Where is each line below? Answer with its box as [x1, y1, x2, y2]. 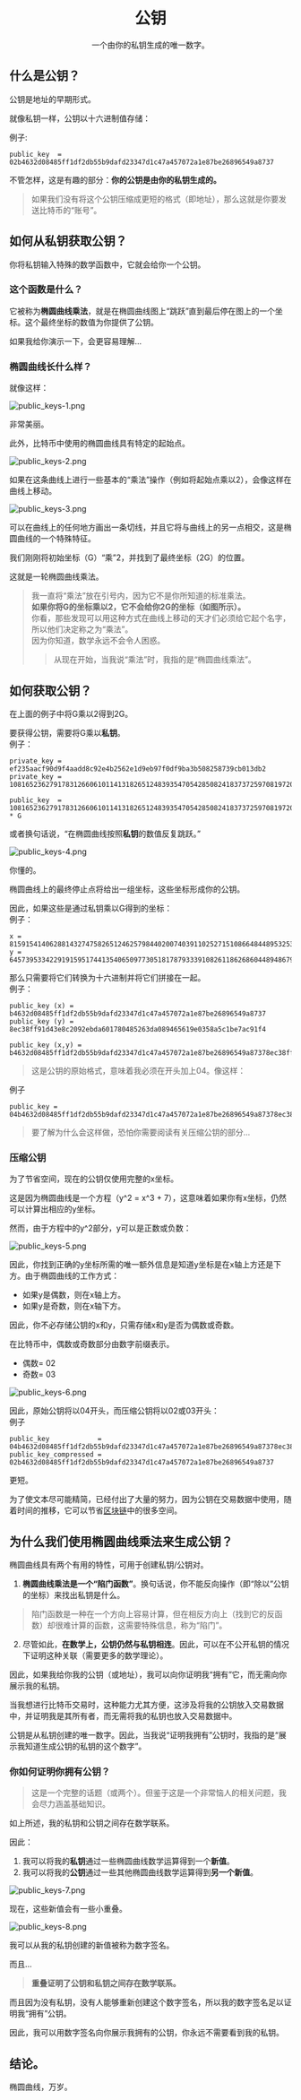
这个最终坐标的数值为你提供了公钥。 [24, 316, 159, 327]
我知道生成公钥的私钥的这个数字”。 [16, 1741, 147, 1752]
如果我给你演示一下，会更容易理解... [9, 335, 142, 346]
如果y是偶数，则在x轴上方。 [21, 1290, 126, 1301]
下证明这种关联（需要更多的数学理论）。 [21, 1650, 168, 1661]
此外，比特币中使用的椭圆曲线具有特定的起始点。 [9, 438, 190, 449]
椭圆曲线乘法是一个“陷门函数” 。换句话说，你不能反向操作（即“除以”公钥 [21, 1578, 289, 1589]
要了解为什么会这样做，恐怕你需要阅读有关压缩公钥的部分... [30, 1127, 251, 1137]
